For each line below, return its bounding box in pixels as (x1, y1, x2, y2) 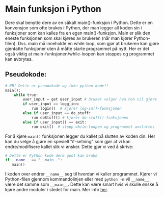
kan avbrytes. (5, 56, 33, 62)
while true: (14, 92, 38, 98)
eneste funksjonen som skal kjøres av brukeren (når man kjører (5, 35, 133, 41)
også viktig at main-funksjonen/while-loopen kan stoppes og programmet (5, 50, 155, 57)
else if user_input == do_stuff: (23, 111, 91, 116)
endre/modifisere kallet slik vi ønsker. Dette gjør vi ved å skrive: (5, 144, 134, 149)
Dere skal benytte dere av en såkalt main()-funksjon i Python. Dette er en (5, 20, 153, 25)
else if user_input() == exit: (23, 120, 87, 124)
